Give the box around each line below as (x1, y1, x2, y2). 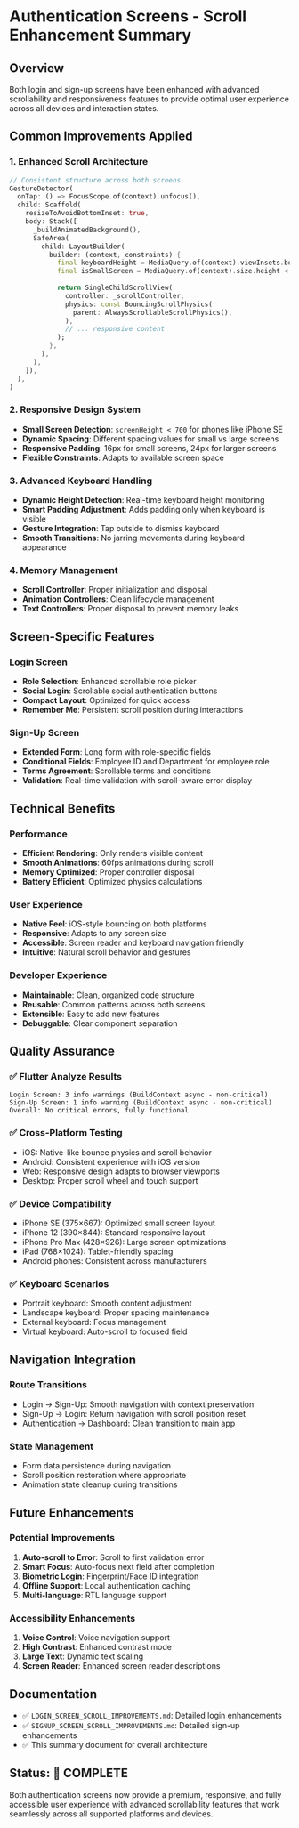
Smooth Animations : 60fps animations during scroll (21, 857, 214, 868)
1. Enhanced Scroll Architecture (9, 156, 149, 168)
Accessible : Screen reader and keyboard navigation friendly (21, 937, 245, 949)
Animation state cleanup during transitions (21, 1479, 178, 1490)
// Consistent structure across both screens (9, 175, 181, 184)
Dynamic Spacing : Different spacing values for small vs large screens (21, 433, 279, 444)
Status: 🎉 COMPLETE (9, 1766, 129, 1781)
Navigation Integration (9, 1352, 136, 1367)
